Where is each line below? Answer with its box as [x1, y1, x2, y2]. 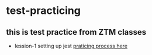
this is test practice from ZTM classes [6, 27, 147, 37]
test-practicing [6, 4, 81, 17]
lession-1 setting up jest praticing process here [14, 42, 127, 49]
